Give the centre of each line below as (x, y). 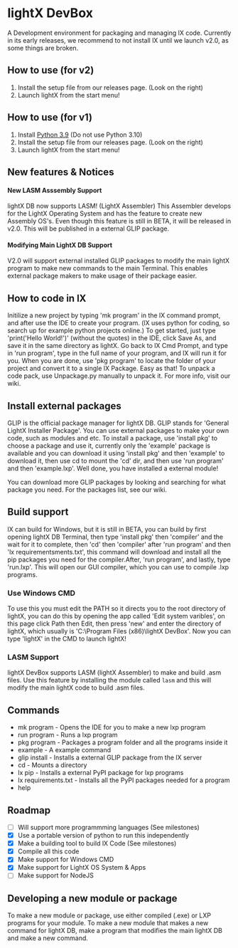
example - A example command (64, 750)
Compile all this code (48, 851)
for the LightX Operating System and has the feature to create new (105, 214)
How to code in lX (47, 298)
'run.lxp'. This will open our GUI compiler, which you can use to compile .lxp (118, 567)
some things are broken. (43, 48)
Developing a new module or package (92, 898)
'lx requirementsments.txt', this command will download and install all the (114, 552)
